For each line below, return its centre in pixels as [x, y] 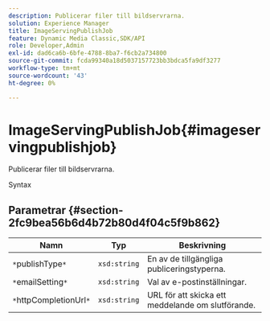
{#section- [96, 210]
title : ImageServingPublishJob [61, 31]
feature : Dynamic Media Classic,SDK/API [77, 38]
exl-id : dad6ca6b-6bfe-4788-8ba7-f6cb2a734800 [88, 53]
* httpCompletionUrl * [51, 300]
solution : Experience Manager [59, 23]
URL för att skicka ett [187, 295]
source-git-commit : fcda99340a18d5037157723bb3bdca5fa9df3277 [115, 61]
